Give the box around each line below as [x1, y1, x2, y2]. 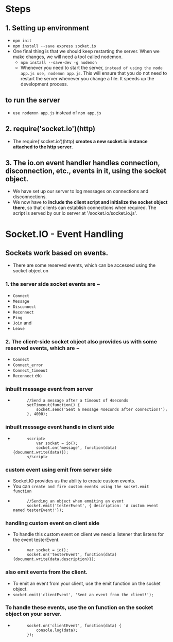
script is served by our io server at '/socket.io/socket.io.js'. [12, 210, 137, 216]
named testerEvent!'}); [12, 508, 64, 513]
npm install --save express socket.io [12, 44, 96, 49]
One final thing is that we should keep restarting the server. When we [12, 48, 160, 54]
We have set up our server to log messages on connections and [12, 188, 148, 195]
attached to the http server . [12, 144, 73, 150]
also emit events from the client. [5, 568, 88, 576]
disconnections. [12, 194, 47, 200]
